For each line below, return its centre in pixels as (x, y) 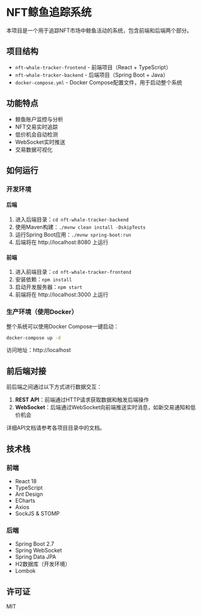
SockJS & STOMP (37, 513)
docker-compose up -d (34, 338)
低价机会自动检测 (36, 134)
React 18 (26, 481)
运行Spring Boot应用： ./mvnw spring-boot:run (73, 235)
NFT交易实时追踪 (36, 127)
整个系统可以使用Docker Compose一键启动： (63, 326)
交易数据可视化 (34, 149)
